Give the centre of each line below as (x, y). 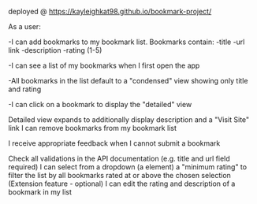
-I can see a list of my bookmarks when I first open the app (104, 65)
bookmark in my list (40, 192)
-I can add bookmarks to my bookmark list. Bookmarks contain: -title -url (127, 42)
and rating (25, 89)
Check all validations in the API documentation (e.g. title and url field (119, 158)
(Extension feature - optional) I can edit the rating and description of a (122, 184)
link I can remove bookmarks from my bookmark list (93, 128)
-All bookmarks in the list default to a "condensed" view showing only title (128, 81)
